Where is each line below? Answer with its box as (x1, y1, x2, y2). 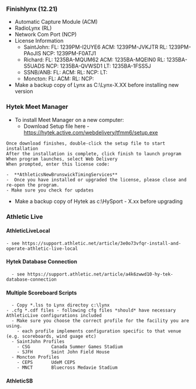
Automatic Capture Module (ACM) (14, 18, 98, 26)
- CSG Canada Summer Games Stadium (17, 344, 123, 350)
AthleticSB (6, 377, 33, 384)
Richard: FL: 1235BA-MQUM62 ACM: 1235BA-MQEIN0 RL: (23, 56, 166, 64)
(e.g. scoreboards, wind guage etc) (6, 334, 97, 340)
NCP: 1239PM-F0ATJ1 (42, 50, 97, 57)
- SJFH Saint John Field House (17, 349, 110, 355)
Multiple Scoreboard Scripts (6, 289, 77, 296)
